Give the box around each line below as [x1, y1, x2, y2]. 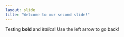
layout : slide [5, 7, 36, 13]
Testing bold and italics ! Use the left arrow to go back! [5, 26, 120, 32]
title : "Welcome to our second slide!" [5, 12, 90, 17]
